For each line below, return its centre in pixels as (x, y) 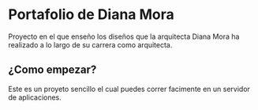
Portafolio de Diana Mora (92, 15)
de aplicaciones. (35, 97)
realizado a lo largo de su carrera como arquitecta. (90, 44)
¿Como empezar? (52, 70)
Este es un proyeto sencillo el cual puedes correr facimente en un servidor (129, 89)
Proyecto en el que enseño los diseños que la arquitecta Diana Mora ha (124, 36)
